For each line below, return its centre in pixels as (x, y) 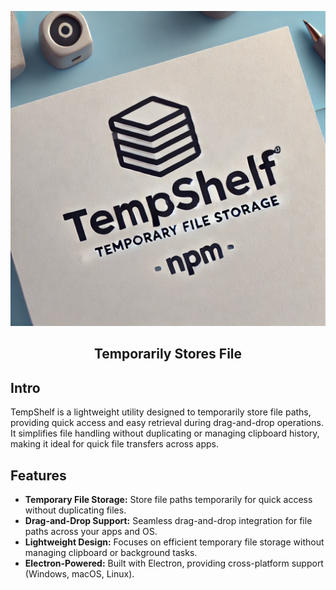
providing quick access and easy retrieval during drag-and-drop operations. (167, 423)
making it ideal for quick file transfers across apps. (114, 444)
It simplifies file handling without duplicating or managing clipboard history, (165, 433)
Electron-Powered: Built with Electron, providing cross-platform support (174, 563)
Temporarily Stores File (168, 354)
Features (38, 475)
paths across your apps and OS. (91, 532)
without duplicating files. (75, 510)
